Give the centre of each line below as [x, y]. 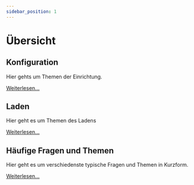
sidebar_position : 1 [32, 11]
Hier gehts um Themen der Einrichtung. [54, 77]
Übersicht [31, 40]
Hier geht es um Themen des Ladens [51, 121]
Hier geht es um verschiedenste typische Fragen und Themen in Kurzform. [97, 165]
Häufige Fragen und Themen [60, 151]
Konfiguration [32, 62]
